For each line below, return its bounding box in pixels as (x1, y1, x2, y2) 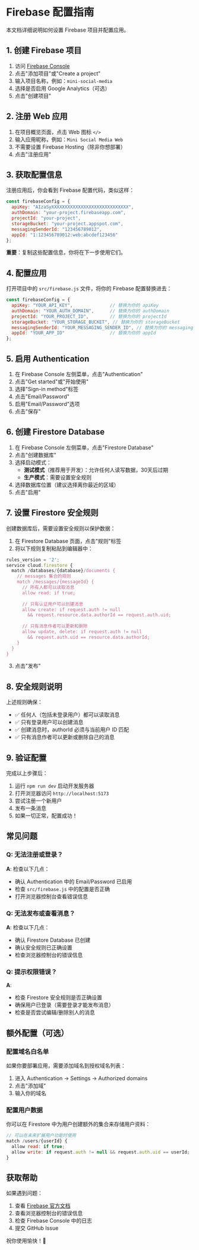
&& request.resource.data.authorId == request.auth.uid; (27, 612, 171, 618)
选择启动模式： (14, 458, 52, 466)
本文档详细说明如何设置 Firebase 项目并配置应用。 (6, 26, 129, 33)
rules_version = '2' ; (6, 557, 60, 563)
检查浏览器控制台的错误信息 (14, 951, 83, 959)
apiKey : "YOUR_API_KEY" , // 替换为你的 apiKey (11, 302, 159, 309)
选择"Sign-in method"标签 (14, 386, 79, 392)
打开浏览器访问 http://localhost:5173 (14, 790, 109, 796)
